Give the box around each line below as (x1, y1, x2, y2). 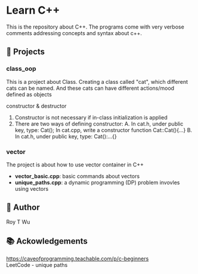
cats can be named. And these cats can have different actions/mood (6, 84, 175, 92)
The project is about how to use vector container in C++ (6, 161, 144, 168)
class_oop (6, 65, 37, 73)
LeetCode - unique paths (6, 261, 68, 268)
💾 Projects (6, 47, 45, 57)
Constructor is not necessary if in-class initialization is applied (14, 114, 168, 121)
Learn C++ (6, 4, 60, 17)
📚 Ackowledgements (6, 236, 88, 247)
